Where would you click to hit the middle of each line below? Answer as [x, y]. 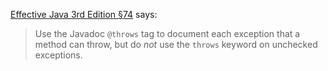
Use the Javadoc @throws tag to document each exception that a [167, 33]
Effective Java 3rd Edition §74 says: [84, 14]
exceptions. [58, 55]
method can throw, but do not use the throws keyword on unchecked [176, 44]
